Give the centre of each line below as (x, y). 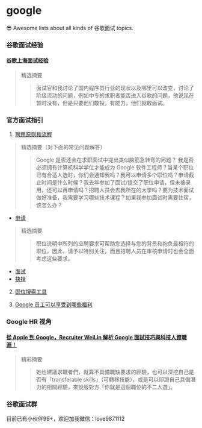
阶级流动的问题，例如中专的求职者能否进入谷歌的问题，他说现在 (115, 96)
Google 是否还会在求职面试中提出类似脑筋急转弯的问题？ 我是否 (115, 160)
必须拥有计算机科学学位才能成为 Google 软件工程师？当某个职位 (115, 168)
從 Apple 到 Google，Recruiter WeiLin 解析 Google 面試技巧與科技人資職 (96, 337)
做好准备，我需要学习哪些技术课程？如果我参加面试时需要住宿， (115, 198)
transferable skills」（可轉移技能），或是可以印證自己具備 (121, 380)
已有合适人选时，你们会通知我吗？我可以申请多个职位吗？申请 (112, 175)
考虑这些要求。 (54, 259)
